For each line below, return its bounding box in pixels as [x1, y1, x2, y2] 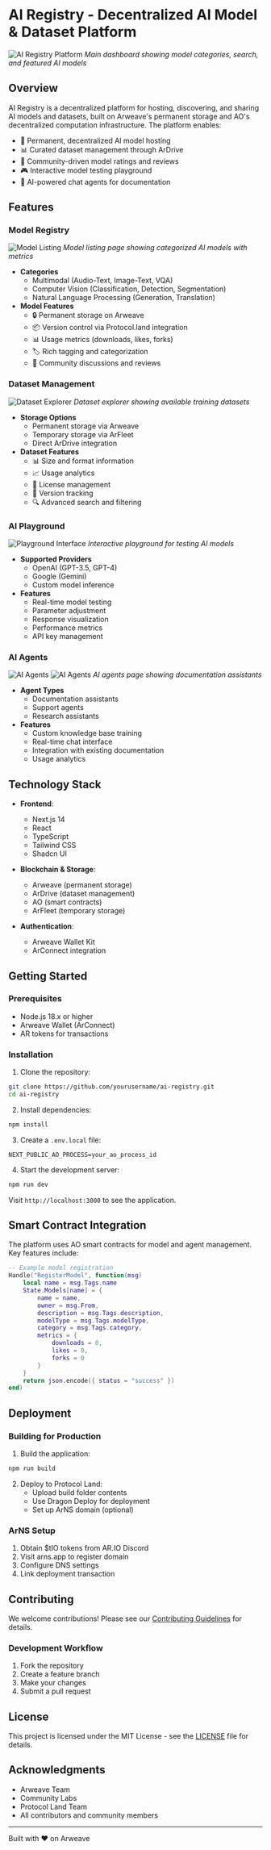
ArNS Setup [8, 1525, 56, 1536]
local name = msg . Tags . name [23, 1279, 117, 1288]
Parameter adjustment [31, 606, 106, 616]
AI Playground [8, 520, 65, 532]
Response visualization [31, 615, 109, 624]
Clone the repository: [19, 1067, 91, 1077]
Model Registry [8, 224, 70, 236]
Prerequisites [8, 993, 62, 1004]
